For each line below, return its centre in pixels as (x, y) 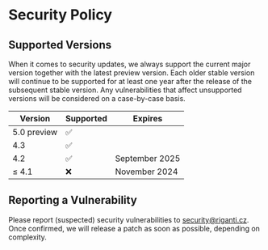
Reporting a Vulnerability (73, 200)
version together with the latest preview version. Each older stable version (132, 73)
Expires (148, 119)
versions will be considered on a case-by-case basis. (97, 98)
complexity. (27, 237)
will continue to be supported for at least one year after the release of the (130, 81)
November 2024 (147, 172)
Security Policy (61, 15)
